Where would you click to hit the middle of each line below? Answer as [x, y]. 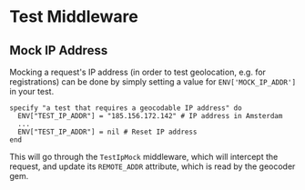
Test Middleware [74, 17]
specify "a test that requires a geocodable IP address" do [126, 108]
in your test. [32, 91]
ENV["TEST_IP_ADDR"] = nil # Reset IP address [107, 132]
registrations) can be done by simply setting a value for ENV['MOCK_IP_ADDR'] [153, 82]
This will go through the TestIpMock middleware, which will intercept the [144, 157]
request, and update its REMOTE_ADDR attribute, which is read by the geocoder [152, 166]
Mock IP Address [59, 50]
